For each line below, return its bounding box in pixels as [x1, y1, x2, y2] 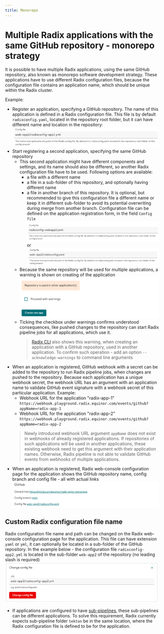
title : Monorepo [5, 8, 38, 13]
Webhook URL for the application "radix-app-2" [19, 410, 116, 416]
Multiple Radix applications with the [5, 29, 154, 41]
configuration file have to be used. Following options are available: [19, 169, 153, 175]
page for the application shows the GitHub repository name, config [12, 471, 147, 477]
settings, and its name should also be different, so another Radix [19, 164, 149, 170]
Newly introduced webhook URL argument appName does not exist [24, 430, 156, 436]
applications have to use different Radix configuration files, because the [5, 77, 150, 82]
